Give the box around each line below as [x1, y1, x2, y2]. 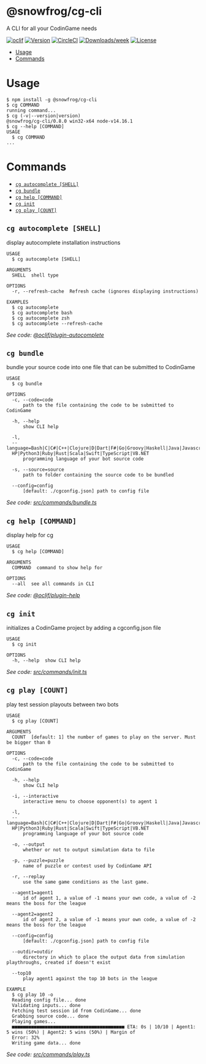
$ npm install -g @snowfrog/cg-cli [6, 96, 97, 102]
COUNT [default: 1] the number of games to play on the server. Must [12, 734, 196, 740]
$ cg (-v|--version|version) [6, 112, 81, 119]
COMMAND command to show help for [12, 565, 103, 571]
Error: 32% [12, 1035, 40, 1041]
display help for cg [6, 532, 54, 539]
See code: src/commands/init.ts [6, 668, 87, 676]
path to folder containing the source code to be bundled [22, 472, 174, 478]
